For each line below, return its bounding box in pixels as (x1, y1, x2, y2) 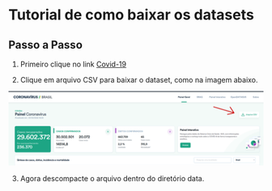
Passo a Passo (8, 38, 83, 52)
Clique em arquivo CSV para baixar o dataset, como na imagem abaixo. (19, 75, 258, 84)
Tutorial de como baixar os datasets (8, 6, 255, 24)
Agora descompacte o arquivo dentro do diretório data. (19, 173, 205, 183)
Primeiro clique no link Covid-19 (19, 59, 127, 69)
